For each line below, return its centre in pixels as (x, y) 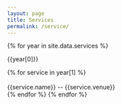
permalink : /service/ (38, 26)
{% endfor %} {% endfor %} (47, 94)
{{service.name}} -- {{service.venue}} (61, 87)
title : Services (30, 20)
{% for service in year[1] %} (47, 72)
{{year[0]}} (23, 59)
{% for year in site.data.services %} (58, 46)
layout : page (26, 13)
